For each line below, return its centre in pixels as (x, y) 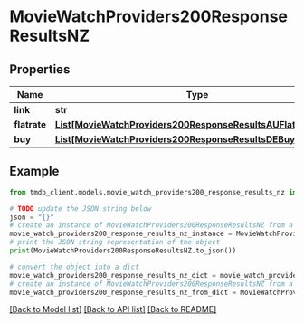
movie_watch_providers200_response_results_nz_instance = (121, 234)
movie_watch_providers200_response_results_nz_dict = (113, 275)
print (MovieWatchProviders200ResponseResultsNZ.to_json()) (123, 251)
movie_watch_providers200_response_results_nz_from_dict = (123, 292)
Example (34, 171)
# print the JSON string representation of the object (115, 242)
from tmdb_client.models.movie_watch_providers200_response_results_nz (147, 192)
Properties (40, 69)
